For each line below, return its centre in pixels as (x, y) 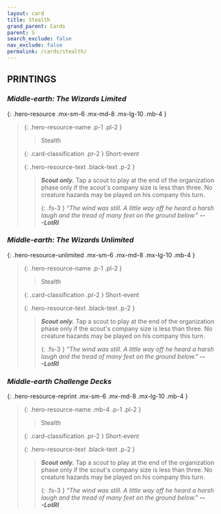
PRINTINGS (32, 79)
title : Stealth (29, 20)
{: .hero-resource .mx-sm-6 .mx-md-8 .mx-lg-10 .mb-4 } (87, 114)
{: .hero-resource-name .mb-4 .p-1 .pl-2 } (82, 410)
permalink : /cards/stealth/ (47, 52)
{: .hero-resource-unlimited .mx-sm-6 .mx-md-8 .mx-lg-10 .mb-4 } (101, 255)
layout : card (26, 13)
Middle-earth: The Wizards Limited (67, 99)
